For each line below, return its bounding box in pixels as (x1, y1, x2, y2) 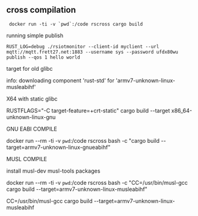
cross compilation (6, 5, 76, 15)
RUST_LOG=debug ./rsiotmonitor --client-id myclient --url (6, 43, 160, 49)
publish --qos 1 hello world (6, 54, 80, 60)
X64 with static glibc (6, 95, 58, 103)
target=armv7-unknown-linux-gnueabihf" (6, 143, 111, 151)
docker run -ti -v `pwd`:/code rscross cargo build (9, 21, 143, 27)
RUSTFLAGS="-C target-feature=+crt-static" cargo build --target (6, 107, 171, 114)
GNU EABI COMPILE (6, 125, 57, 132)
